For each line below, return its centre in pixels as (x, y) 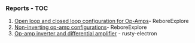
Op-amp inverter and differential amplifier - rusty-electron (86, 34)
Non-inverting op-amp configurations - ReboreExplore (80, 27)
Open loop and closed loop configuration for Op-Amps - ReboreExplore (101, 21)
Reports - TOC (27, 8)
